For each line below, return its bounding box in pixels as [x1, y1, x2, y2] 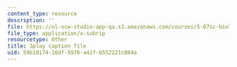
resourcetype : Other [7, 36, 68, 43]
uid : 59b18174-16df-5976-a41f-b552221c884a [7, 50, 138, 57]
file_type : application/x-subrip [7, 29, 106, 37]
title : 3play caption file [7, 43, 87, 50]
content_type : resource [7, 10, 78, 17]
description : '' [7, 17, 55, 24]
